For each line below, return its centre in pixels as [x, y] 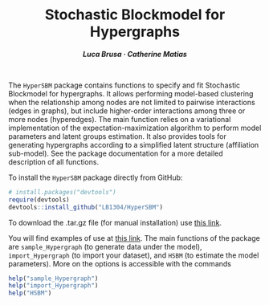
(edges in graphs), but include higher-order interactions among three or [127, 111]
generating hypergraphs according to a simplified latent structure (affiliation [134, 144]
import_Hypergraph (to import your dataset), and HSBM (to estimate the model [134, 255]
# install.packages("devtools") [62, 192]
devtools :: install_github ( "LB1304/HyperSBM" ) [86, 207]
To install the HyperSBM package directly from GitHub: [96, 177]
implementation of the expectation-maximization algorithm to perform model [135, 128]
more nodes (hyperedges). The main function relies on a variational [120, 119]
